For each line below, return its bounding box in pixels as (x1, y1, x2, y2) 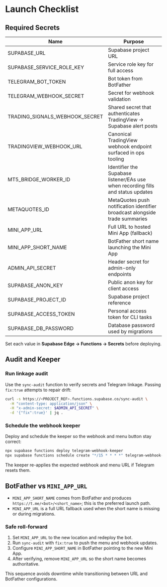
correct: (5, 439, 21, 444)
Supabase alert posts (108, 123, 158, 129)
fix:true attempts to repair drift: (5, 387, 72, 393)
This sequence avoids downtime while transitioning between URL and (5, 571, 148, 577)
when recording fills (108, 182, 155, 189)
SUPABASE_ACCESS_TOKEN (7, 310, 75, 317)
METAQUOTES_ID (7, 206, 50, 213)
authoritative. (12, 561, 40, 567)
